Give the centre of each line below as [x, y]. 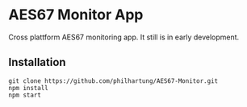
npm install [28, 88]
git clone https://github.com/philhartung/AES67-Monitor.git [113, 81]
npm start [25, 95]
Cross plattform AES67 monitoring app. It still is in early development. [124, 37]
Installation [37, 62]
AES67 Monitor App [76, 15]
